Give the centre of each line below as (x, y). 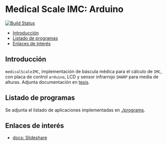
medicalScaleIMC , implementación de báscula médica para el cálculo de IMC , (83, 71)
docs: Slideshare (30, 138)
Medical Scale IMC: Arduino (64, 9)
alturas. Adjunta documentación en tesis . (48, 82)
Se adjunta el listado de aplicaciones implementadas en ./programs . (75, 110)
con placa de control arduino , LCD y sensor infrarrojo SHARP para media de (82, 77)
